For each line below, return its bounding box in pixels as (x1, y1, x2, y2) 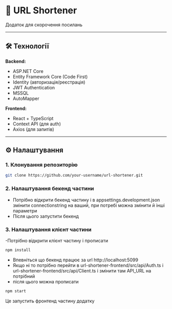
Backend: (5, 58, 26, 64)
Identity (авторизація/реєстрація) (12, 79, 85, 85)
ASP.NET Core (12, 68, 44, 74)
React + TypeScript (12, 115, 54, 121)
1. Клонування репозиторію (5, 161, 78, 168)
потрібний (12, 273, 35, 279)
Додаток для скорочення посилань (5, 22, 83, 28)
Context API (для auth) (12, 121, 61, 127)
